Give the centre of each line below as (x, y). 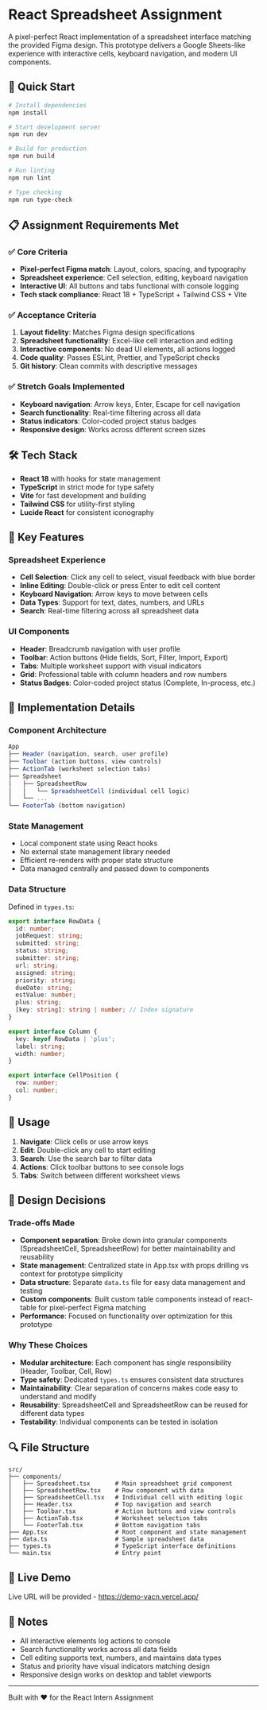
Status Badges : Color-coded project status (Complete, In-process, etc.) (137, 683)
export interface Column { (53, 1031)
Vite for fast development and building (83, 495)
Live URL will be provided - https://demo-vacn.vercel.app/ (103, 1597)
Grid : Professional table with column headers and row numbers (123, 674)
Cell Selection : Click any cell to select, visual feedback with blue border (137, 577)
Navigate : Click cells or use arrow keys (84, 1141)
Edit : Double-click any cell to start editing (88, 1150)
